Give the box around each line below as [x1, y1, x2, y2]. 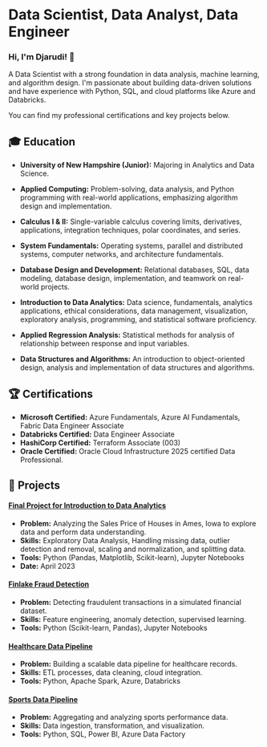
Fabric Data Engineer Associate [19, 421, 124, 431]
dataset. [19, 606, 47, 615]
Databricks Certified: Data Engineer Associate [19, 429, 175, 439]
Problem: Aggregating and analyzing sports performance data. [19, 712, 229, 722]
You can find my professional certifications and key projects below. [8, 111, 230, 120]
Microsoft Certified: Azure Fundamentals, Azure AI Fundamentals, [19, 412, 241, 422]
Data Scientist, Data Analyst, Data [8, 6, 239, 24]
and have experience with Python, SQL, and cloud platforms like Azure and [8, 87, 256, 96]
